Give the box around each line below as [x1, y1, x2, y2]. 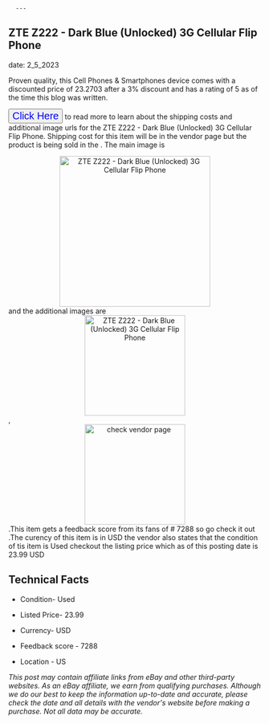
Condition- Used [19, 594, 75, 603]
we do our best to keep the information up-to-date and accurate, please [8, 689, 248, 699]
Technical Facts [8, 573, 90, 587]
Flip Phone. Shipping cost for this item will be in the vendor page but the [8, 131, 247, 141]
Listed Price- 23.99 [19, 610, 84, 620]
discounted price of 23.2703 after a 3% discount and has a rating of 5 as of [8, 84, 259, 93]
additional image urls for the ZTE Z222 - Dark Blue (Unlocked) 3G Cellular [8, 122, 252, 133]
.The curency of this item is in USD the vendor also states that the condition [8, 532, 259, 542]
